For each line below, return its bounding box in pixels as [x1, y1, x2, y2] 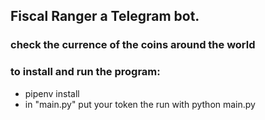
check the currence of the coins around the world [10, 38, 256, 52]
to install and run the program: [10, 65, 161, 79]
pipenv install [24, 87, 80, 99]
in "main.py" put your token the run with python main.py [24, 98, 256, 110]
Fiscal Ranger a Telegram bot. [10, 8, 200, 25]
